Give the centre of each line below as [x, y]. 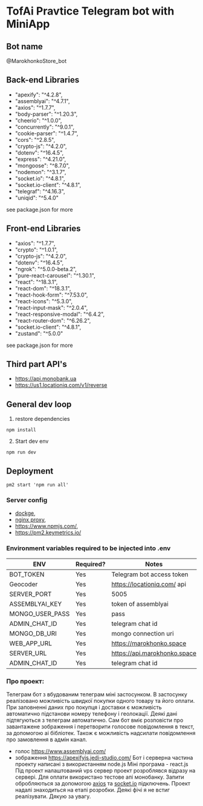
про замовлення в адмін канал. [47, 739]
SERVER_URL [28, 653]
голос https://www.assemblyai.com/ [60, 751]
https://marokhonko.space [149, 643]
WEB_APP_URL [31, 643]
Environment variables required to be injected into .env [89, 548]
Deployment [30, 471]
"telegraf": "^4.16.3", [40, 191]
